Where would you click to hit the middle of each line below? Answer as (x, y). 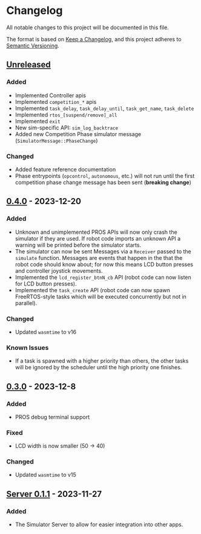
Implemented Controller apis (51, 95)
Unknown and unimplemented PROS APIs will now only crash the (96, 232)
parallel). (26, 303)
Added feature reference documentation (65, 169)
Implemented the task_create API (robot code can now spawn (93, 290)
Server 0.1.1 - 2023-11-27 (54, 494)
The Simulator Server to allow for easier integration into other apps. (99, 525)
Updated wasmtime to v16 (46, 332)
